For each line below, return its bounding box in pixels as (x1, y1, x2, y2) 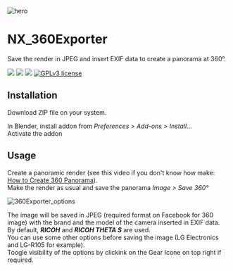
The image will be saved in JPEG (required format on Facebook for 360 (7, 210, 214, 219)
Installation (7, 89, 58, 101)
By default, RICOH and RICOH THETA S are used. (7, 225, 151, 234)
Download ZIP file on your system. (7, 108, 107, 116)
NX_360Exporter (7, 32, 108, 47)
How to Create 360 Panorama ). (7, 176, 98, 184)
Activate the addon (7, 129, 63, 137)
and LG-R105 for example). (7, 240, 85, 249)
